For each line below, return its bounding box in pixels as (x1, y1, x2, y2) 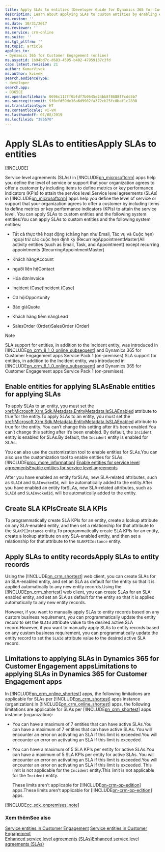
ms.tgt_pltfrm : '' (5, 39, 43, 44)
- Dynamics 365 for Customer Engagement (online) (5, 53, 109, 58)
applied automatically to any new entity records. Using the (5, 584, 122, 589)
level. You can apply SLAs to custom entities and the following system (5, 211, 146, 217)
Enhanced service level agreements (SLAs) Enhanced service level (5, 836, 139, 842)
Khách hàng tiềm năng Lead (12, 313, 68, 319)
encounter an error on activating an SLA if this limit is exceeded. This (12, 762, 152, 768)
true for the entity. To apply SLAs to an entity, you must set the (5, 414, 131, 420)
